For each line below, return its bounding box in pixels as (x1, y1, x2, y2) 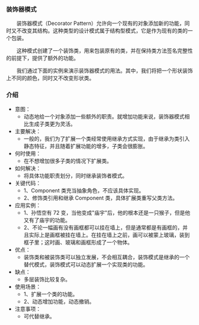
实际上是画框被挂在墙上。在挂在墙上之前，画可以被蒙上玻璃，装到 (28, 231, 190, 238)
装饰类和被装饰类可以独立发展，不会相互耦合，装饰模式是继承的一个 (23, 253, 190, 260)
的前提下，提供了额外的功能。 (6, 54, 79, 62)
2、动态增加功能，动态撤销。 (23, 298, 95, 305)
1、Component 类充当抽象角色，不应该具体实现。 (23, 186, 145, 194)
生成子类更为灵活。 (28, 120, 76, 127)
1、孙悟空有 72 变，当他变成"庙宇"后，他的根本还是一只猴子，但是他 (23, 209, 191, 216)
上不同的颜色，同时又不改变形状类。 (6, 75, 95, 82)
